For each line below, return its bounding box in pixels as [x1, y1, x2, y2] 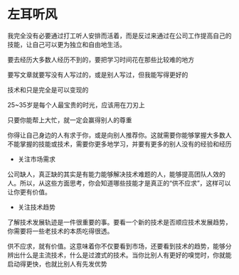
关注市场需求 [17, 154, 55, 163]
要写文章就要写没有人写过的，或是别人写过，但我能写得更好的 [7, 70, 188, 79]
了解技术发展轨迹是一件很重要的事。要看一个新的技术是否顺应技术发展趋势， [7, 217, 232, 226]
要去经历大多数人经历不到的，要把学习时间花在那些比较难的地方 [7, 55, 194, 64]
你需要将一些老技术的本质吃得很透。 [7, 227, 114, 235]
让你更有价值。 [7, 188, 51, 196]
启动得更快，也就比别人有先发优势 [7, 259, 107, 268]
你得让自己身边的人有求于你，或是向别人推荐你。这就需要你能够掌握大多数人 [7, 131, 232, 139]
